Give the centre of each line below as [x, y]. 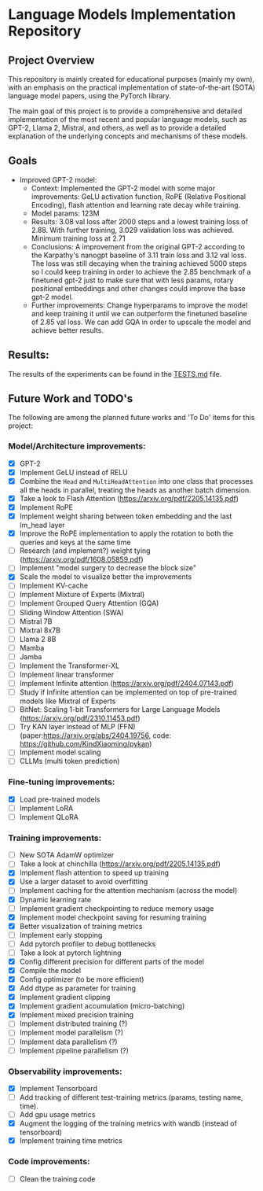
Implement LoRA [46, 808]
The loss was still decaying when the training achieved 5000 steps [139, 263]
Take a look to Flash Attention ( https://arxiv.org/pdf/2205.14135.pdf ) [129, 498]
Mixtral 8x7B [40, 630]
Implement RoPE [46, 507]
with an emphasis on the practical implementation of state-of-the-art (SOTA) [132, 87]
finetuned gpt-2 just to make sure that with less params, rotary [132, 280]
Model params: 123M [65, 213]
